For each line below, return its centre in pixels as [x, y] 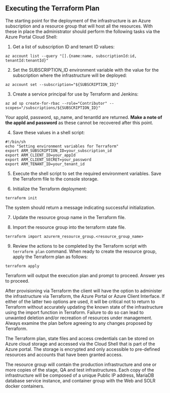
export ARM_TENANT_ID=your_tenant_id [45, 164]
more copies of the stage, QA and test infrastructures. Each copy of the [80, 370]
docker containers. [25, 386]
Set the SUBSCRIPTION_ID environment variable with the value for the [86, 70]
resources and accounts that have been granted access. [64, 354]
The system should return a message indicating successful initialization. [80, 207]
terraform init [21, 198]
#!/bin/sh [16, 142]
